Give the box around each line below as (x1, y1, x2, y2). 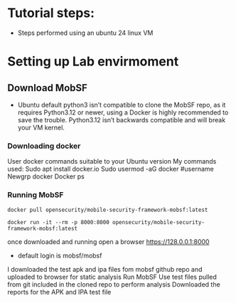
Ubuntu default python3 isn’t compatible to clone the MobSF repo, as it (17, 100, 226, 109)
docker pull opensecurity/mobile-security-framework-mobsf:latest (7, 206, 208, 213)
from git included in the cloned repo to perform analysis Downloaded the (7, 280, 220, 289)
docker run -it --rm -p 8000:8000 (7, 218, 110, 225)
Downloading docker (7, 141, 81, 151)
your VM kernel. (17, 123, 65, 132)
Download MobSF (7, 82, 87, 94)
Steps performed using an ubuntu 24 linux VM (17, 28, 154, 37)
